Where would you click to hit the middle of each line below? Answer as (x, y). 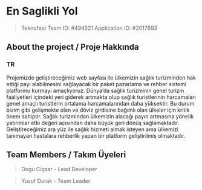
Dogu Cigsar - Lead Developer (59, 169)
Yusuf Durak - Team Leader (56, 181)
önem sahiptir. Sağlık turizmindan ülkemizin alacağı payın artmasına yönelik (100, 116)
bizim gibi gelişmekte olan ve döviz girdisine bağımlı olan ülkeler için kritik (98, 110)
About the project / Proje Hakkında (73, 47)
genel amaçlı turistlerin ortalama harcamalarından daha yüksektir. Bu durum (100, 103)
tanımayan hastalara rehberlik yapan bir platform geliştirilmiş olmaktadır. (96, 135)
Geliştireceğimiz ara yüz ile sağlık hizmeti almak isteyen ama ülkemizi (92, 129)
